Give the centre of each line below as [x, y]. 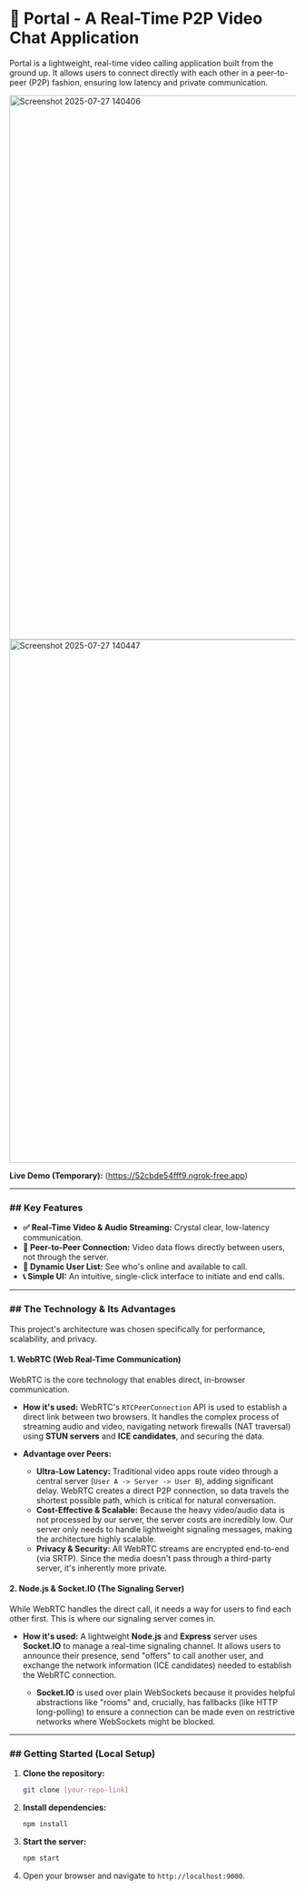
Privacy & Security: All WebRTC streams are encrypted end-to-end [162, 1548]
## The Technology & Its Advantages [93, 1309]
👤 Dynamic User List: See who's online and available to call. [135, 1267]
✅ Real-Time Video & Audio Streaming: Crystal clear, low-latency [146, 1228]
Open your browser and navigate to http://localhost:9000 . [133, 1875]
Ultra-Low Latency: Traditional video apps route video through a [157, 1471]
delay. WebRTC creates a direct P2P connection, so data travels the [162, 1491]
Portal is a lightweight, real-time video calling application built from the [142, 63]
